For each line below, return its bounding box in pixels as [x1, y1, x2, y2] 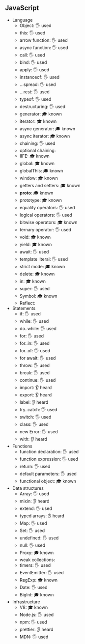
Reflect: [19, 300, 35, 306]
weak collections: [19, 557, 55, 562]
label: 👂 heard [19, 399, 49, 405]
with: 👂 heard [19, 436, 48, 442]
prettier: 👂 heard [19, 626, 54, 632]
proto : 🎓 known [19, 190, 54, 196]
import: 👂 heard [19, 384, 52, 390]
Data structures [12, 485, 44, 491]
